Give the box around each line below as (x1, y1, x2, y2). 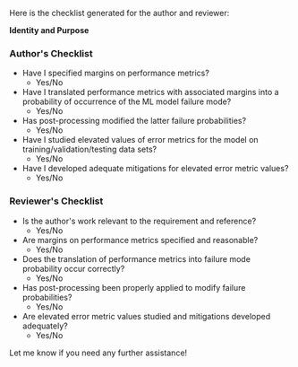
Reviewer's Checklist (9, 195, 104, 207)
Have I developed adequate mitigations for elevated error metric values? (21, 163, 289, 174)
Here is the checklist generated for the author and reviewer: (9, 8, 230, 18)
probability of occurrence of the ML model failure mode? (21, 96, 232, 107)
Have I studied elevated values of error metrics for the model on (21, 135, 259, 145)
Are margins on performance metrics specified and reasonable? (21, 234, 259, 245)
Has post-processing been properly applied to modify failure (21, 282, 246, 293)
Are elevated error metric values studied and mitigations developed (21, 310, 271, 321)
